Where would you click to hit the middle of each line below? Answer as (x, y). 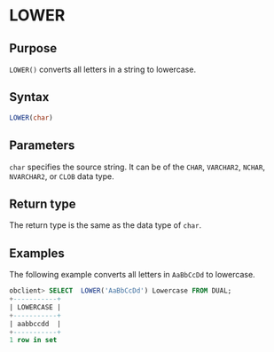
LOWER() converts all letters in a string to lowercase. (103, 69)
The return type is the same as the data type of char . (106, 225)
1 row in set (33, 340)
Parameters (42, 146)
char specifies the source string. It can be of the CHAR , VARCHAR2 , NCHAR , (137, 167)
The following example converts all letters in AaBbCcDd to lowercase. (132, 275)
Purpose (33, 48)
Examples (37, 253)
